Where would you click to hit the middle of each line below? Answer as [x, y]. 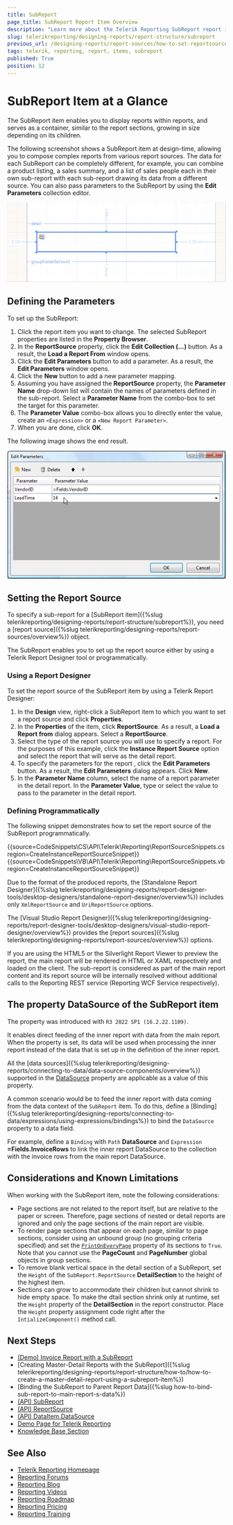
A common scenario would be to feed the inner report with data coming [109, 1098]
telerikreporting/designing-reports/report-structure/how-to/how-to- [114, 1372]
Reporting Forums [43, 1477]
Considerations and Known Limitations [93, 1178]
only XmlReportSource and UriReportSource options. [80, 904]
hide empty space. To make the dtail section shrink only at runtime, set [118, 1297]
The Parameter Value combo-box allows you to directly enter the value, [120, 412]
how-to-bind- [193, 1387]
